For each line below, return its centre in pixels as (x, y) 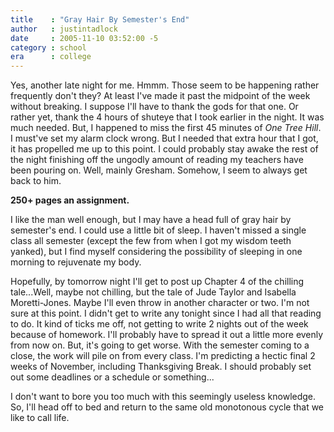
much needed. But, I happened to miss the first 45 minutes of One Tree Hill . (166, 128)
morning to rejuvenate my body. (76, 262)
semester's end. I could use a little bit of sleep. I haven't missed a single (158, 230)
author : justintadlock (64, 29)
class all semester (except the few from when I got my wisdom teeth (151, 241)
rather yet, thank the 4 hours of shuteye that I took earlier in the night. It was (167, 117)
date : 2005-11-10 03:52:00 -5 (84, 38)
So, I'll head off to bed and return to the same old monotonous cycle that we (167, 407)
